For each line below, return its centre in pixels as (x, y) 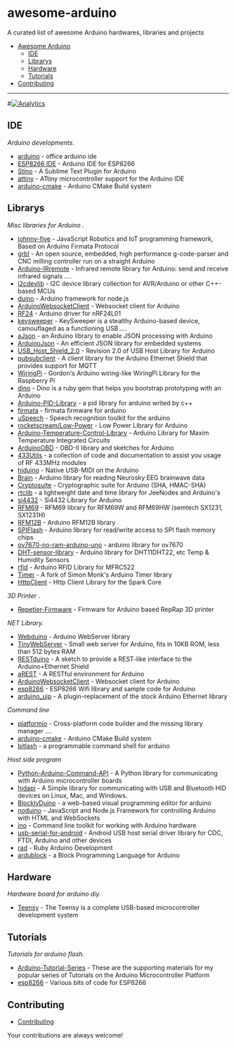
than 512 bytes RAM (46, 651)
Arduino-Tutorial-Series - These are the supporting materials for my (116, 968)
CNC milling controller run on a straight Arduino (86, 261)
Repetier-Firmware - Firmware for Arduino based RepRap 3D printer (116, 609)
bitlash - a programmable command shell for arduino (93, 745)
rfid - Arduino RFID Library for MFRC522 (76, 567)
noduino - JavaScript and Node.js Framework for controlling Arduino (117, 810)
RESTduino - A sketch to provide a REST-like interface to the (105, 659)
